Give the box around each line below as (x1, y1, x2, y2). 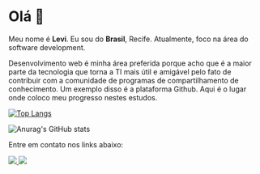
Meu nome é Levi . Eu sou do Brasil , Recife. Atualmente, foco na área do (8, 34, 249, 44)
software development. (8, 42, 86, 52)
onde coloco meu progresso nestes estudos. (8, 92, 158, 102)
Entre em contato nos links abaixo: (8, 139, 124, 149)
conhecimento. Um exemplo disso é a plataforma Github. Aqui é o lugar (8, 84, 247, 94)
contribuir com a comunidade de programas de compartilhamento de (8, 75, 239, 85)
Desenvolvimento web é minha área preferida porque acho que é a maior (8, 58, 253, 68)
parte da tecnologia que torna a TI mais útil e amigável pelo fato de (8, 66, 232, 76)
